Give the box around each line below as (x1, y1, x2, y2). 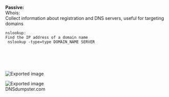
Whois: (5, 10, 20, 16)
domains (5, 20, 24, 27)
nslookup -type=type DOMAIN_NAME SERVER (7, 39, 95, 44)
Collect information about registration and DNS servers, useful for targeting (5, 15, 164, 21)
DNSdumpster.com (5, 86, 46, 92)
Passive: (5, 5, 24, 10)
